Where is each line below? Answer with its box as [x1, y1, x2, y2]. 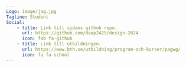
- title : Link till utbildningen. [17, 41, 102, 47]
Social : [6, 19, 25, 25]
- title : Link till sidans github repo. [17, 24, 118, 31]
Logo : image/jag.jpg [6, 8, 57, 15]
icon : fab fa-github [21, 36, 73, 41]
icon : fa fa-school [21, 52, 70, 58]
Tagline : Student [6, 14, 49, 20]
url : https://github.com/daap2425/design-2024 [21, 30, 139, 36]
